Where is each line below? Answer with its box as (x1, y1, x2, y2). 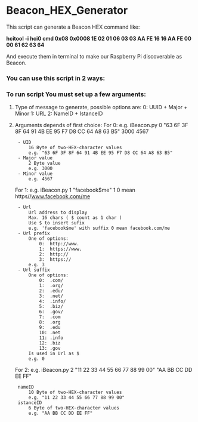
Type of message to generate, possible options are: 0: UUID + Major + (14, 104, 188, 111)
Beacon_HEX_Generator (6, 4, 128, 17)
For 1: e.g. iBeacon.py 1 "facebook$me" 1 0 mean (14, 186, 135, 194)
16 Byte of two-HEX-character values (28, 144, 122, 151)
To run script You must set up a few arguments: (6, 90, 146, 98)
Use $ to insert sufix (28, 220, 85, 226)
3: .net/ (39, 293, 64, 299)
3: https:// (39, 257, 72, 263)
